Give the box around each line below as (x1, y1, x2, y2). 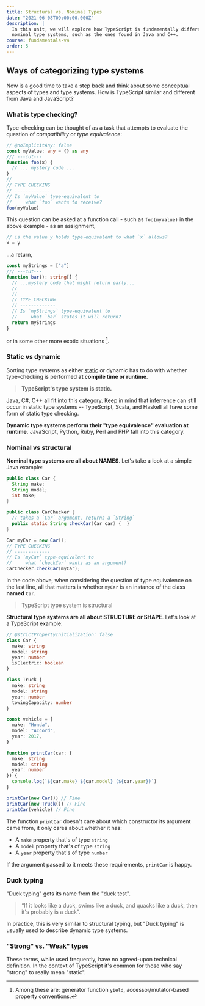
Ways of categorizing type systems (6, 65, 145, 76)
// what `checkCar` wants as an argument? (6, 560, 127, 566)
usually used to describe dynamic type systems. (6, 927, 128, 934)
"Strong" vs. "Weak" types (6, 942, 89, 950)
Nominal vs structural (6, 443, 72, 452)
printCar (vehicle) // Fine (6, 806, 75, 813)
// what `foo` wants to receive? (6, 199, 103, 205)
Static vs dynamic (6, 353, 61, 361)
